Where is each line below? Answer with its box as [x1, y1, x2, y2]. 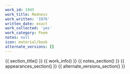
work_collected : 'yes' [5, 26, 52, 31]
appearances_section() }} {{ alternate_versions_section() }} [5, 63, 126, 69]
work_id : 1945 [5, 7, 35, 12]
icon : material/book [5, 40, 48, 45]
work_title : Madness [5, 12, 48, 17]
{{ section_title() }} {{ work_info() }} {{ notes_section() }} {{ [5, 58, 125, 64]
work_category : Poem [5, 30, 48, 35]
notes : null [5, 35, 30, 40]
